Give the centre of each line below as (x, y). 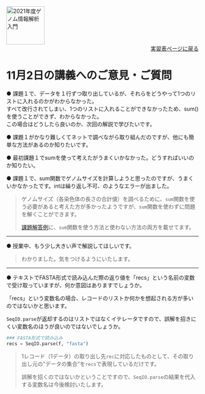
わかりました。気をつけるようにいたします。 (77, 258)
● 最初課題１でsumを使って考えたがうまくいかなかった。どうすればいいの (100, 158)
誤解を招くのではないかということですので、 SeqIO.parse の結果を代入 (108, 377)
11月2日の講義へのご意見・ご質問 (89, 75)
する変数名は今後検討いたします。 (64, 384)
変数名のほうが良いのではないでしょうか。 (70, 326)
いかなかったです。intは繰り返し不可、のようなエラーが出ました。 (89, 186)
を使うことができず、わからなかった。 (54, 116)
